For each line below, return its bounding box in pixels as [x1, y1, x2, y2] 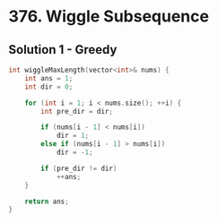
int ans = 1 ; [24, 73, 74, 82]
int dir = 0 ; [24, 82, 74, 91]
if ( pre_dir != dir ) [40, 164, 118, 173]
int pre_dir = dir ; [40, 107, 114, 115]
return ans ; [24, 197, 69, 206]
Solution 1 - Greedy [8, 42, 118, 57]
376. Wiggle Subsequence [8, 6, 210, 27]
